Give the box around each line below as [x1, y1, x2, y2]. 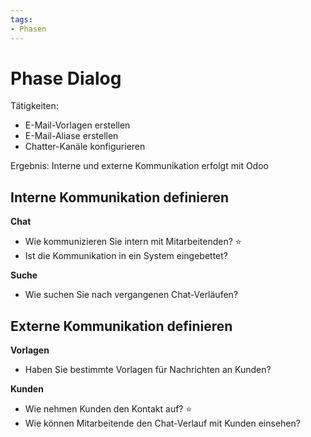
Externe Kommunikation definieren [10, 317, 233, 335]
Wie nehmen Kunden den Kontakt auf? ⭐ [24, 403, 193, 415]
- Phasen [10, 24, 47, 34]
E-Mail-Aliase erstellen [24, 130, 119, 142]
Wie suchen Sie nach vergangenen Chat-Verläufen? [24, 289, 239, 301]
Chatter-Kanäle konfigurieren [24, 141, 146, 153]
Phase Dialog [10, 67, 122, 90]
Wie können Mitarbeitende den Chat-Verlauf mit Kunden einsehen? [24, 417, 301, 430]
